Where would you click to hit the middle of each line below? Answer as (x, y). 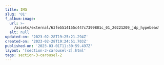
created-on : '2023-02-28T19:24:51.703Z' (47, 42)
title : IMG (16, 10)
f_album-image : (20, 19)
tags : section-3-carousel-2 (34, 55)
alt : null (19, 32)
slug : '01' (16, 14)
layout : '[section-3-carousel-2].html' (46, 50)
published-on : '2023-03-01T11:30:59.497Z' (49, 46)
